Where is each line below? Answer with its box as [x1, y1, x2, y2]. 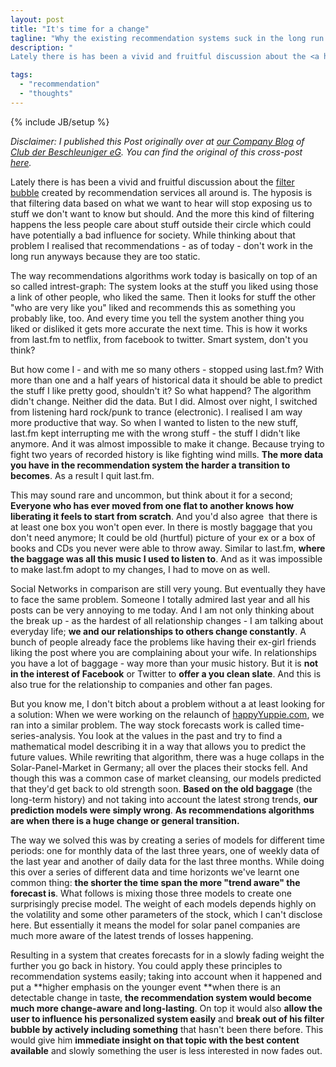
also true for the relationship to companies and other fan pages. [10, 678, 273, 690]
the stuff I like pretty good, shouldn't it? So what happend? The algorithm [10, 384, 312, 396]
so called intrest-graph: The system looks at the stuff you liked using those [10, 280, 319, 292]
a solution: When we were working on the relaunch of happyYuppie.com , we [10, 708, 325, 720]
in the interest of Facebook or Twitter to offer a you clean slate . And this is [10, 667, 322, 680]
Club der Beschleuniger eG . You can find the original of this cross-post [10, 146, 303, 158]
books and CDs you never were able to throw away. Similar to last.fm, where [10, 542, 326, 554]
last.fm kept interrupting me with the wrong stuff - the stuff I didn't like [10, 427, 301, 439]
